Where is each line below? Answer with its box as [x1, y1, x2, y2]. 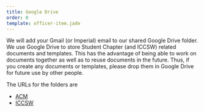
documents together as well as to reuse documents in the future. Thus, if [6, 56, 190, 64]
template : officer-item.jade [6, 20, 81, 26]
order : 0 [6, 15, 29, 21]
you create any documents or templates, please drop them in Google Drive [6, 63, 194, 70]
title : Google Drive [6, 9, 59, 15]
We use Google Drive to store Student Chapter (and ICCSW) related [6, 43, 177, 51]
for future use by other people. [6, 69, 84, 77]
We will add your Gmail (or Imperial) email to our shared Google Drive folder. [6, 37, 199, 44]
